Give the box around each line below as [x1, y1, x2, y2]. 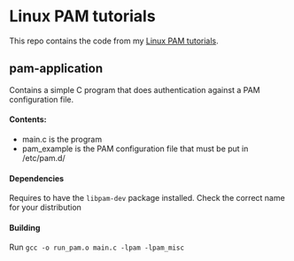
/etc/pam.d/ [21, 152, 66, 163]
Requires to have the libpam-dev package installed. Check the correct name [9, 193, 285, 203]
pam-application [9, 61, 104, 76]
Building [9, 222, 41, 233]
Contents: [9, 114, 47, 125]
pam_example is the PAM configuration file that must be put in [21, 143, 249, 154]
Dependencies [9, 173, 65, 183]
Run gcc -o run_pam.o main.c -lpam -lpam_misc [9, 242, 184, 253]
